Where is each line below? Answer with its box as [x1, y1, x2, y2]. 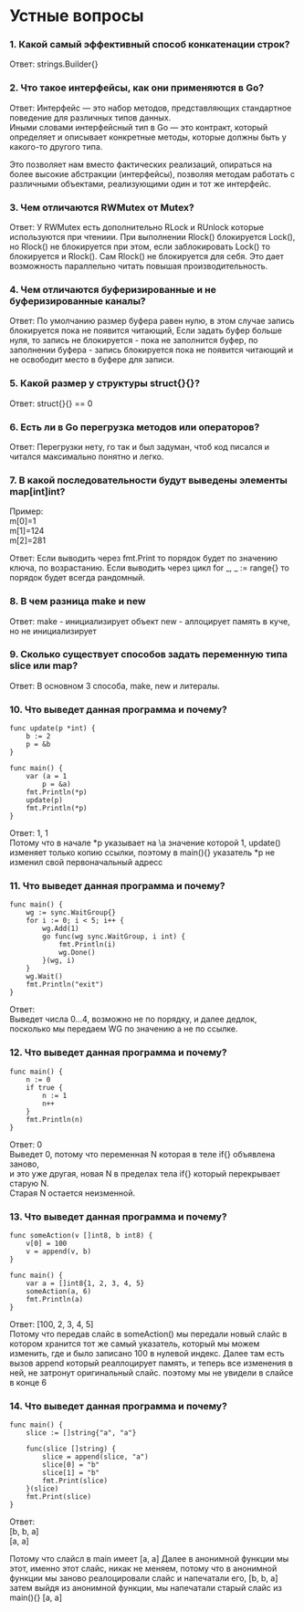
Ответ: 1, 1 [9, 828, 48, 839]
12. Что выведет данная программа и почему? [9, 1046, 227, 1059]
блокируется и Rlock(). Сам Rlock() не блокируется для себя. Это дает [9, 251, 285, 262]
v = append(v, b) [26, 1247, 92, 1256]
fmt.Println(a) [26, 1295, 84, 1304]
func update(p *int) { [9, 724, 96, 733]
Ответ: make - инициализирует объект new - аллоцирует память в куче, [9, 615, 290, 626]
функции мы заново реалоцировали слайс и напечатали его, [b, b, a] [9, 1573, 278, 1584]
